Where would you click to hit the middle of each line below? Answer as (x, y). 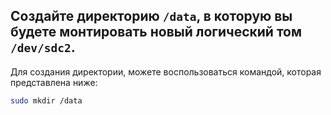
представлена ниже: (54, 82)
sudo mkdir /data (46, 100)
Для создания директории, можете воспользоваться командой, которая (166, 71)
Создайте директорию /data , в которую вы (151, 16)
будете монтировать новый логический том (156, 32)
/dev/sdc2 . (43, 47)
